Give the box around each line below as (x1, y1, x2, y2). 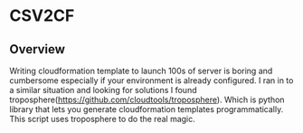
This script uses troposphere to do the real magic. (9, 114, 196, 124)
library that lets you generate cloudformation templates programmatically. (9, 104, 284, 114)
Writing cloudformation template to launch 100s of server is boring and (9, 65, 273, 76)
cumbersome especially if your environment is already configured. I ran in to (9, 75, 294, 86)
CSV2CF (9, 5, 75, 26)
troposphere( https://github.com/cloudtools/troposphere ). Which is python (9, 94, 285, 105)
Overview (9, 42, 66, 57)
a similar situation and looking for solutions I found (9, 85, 197, 95)
